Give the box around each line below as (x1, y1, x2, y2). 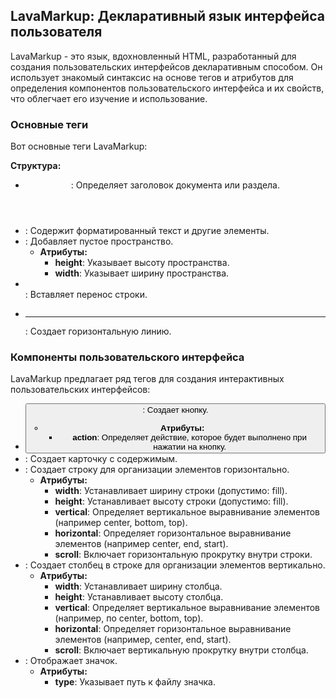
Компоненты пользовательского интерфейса (10, 350, 245, 364)
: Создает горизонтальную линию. (24, 325, 172, 338)
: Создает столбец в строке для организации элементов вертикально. (24, 559, 326, 571)
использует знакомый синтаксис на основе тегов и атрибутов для (10, 71, 294, 83)
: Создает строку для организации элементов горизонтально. (24, 463, 290, 475)
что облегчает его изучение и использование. (10, 92, 208, 104)
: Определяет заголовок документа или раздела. (70, 179, 280, 191)
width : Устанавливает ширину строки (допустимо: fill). (54, 484, 288, 496)
